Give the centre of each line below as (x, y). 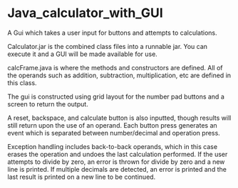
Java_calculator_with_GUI (86, 13)
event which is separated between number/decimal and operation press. (114, 133)
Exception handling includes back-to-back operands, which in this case (113, 146)
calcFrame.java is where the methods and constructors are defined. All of (115, 67)
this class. (22, 82)
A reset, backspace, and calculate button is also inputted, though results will (119, 118)
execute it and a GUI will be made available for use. (83, 54)
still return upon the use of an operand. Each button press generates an (112, 125)
